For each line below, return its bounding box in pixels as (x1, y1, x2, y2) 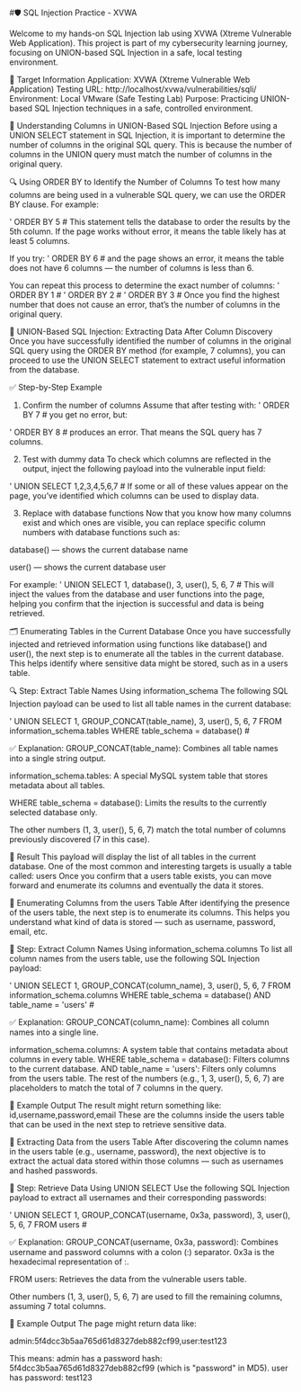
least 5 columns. (9, 236, 70, 246)
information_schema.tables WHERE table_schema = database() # (9, 725, 250, 736)
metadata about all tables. (9, 780, 106, 790)
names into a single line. (9, 1027, 99, 1037)
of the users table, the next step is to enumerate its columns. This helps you (9, 907, 290, 918)
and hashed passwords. (9, 1165, 99, 1176)
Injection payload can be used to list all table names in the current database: (9, 698, 292, 709)
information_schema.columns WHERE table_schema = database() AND (9, 990, 271, 1001)
